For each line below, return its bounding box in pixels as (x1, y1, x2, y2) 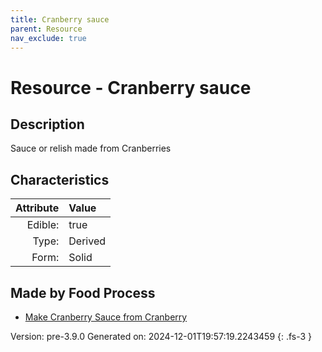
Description (10, 116, 85, 133)
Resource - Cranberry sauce (10, 76, 252, 99)
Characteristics (10, 171, 110, 188)
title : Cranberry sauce (10, 14, 110, 25)
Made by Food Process (10, 284, 156, 301)
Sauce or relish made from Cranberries (10, 142, 172, 155)
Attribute (15, 201, 60, 215)
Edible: (26, 218, 60, 232)
